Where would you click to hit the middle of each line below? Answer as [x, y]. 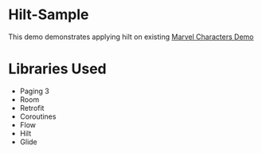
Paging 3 [35, 91]
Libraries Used [57, 69]
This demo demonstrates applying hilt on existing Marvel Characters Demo [131, 37]
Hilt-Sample [49, 15]
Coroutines [38, 116]
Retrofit [32, 108]
